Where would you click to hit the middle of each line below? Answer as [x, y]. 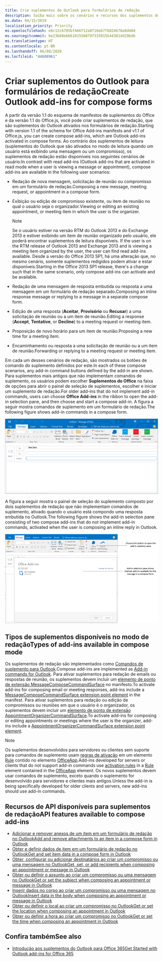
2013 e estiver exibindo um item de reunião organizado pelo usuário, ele [84, 236]
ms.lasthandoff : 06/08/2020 [33, 51]
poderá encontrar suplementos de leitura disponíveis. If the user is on [81, 241]
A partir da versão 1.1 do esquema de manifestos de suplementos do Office [80, 115]
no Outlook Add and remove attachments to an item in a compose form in [85, 838]
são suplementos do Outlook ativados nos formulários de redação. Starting [79, 126]
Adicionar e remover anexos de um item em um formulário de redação [82, 833]
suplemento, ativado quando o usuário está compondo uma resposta [74, 512]
